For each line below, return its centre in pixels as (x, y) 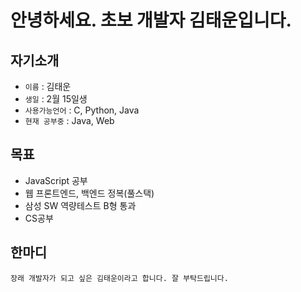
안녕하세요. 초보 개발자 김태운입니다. (151, 20)
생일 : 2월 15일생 (56, 99)
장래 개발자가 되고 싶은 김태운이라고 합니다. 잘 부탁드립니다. (119, 278)
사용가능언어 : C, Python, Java (82, 110)
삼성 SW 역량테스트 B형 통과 (80, 205)
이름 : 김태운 (48, 86)
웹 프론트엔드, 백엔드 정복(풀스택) (89, 193)
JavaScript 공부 (56, 180)
